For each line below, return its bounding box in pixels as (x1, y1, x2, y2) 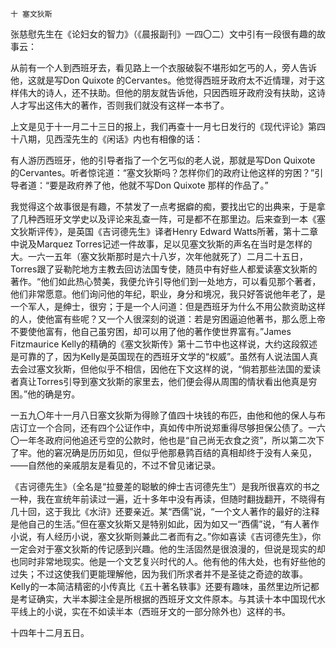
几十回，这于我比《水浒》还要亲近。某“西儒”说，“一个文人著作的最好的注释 (10, 506, 320, 517)
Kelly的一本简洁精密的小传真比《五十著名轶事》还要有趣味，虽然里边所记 (10, 581, 311, 592)
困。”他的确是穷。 (10, 388, 81, 400)
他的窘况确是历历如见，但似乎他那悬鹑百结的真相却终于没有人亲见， (36, 447, 317, 458)
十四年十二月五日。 (10, 627, 90, 638)
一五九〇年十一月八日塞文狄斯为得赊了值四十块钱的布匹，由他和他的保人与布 (10, 409, 326, 421)
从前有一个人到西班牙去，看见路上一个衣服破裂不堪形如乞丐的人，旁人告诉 (10, 62, 317, 73)
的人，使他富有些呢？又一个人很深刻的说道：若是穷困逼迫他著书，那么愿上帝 (10, 313, 326, 325)
